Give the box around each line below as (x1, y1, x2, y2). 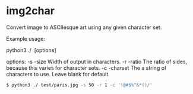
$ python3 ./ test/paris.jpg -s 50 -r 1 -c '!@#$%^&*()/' (6, 82, 153, 88)
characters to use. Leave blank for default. (6, 70, 110, 77)
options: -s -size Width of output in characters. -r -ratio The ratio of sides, (6, 58, 188, 65)
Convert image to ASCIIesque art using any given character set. (6, 24, 162, 31)
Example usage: (6, 35, 46, 42)
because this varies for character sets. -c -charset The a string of (6, 64, 167, 72)
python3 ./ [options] (6, 46, 56, 54)
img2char (6, 4, 55, 18)
